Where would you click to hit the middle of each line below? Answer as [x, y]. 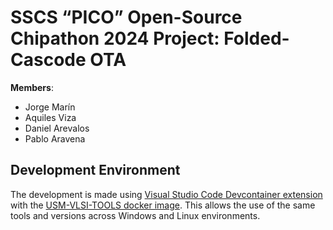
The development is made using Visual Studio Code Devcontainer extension [166, 194]
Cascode [48, 60]
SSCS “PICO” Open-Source [126, 17]
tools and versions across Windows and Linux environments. [135, 215]
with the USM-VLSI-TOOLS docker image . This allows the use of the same [163, 205]
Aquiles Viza [50, 117]
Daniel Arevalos [57, 128]
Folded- [256, 38]
